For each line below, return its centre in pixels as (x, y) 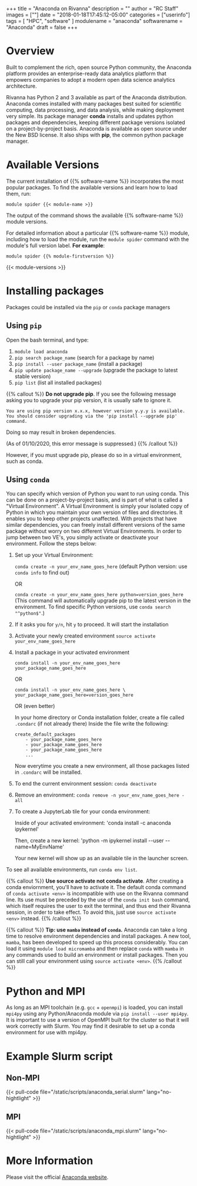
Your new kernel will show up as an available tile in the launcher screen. (101, 858)
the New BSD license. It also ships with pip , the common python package (95, 135)
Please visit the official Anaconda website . (57, 1177)
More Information (50, 1161)
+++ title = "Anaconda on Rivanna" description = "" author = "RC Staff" (92, 9)
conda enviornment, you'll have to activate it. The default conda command (96, 887)
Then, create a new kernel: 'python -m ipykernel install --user (89, 841)
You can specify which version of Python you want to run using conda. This (98, 494)
